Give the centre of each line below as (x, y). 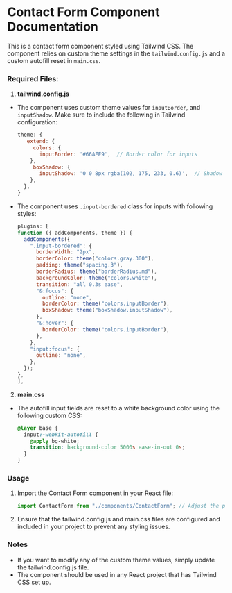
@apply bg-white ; (55, 441)
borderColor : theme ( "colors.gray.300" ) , (95, 259)
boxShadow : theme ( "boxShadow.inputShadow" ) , (108, 310)
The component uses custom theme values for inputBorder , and (109, 108)
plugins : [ (33, 226)
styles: (27, 213)
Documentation (53, 27)
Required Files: (33, 78)
